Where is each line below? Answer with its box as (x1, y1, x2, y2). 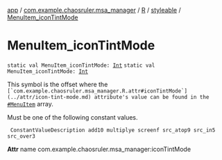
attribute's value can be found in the (94, 93, 210, 100)
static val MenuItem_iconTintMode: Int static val (7, 62, 155, 69)
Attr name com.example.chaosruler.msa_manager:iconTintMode (7, 145, 191, 153)
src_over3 (7, 132, 36, 140)
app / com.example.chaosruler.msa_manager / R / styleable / (7, 6, 182, 14)
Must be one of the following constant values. (7, 113, 138, 121)
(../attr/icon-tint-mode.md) (7, 93, 92, 100)
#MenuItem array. (7, 99, 53, 108)
